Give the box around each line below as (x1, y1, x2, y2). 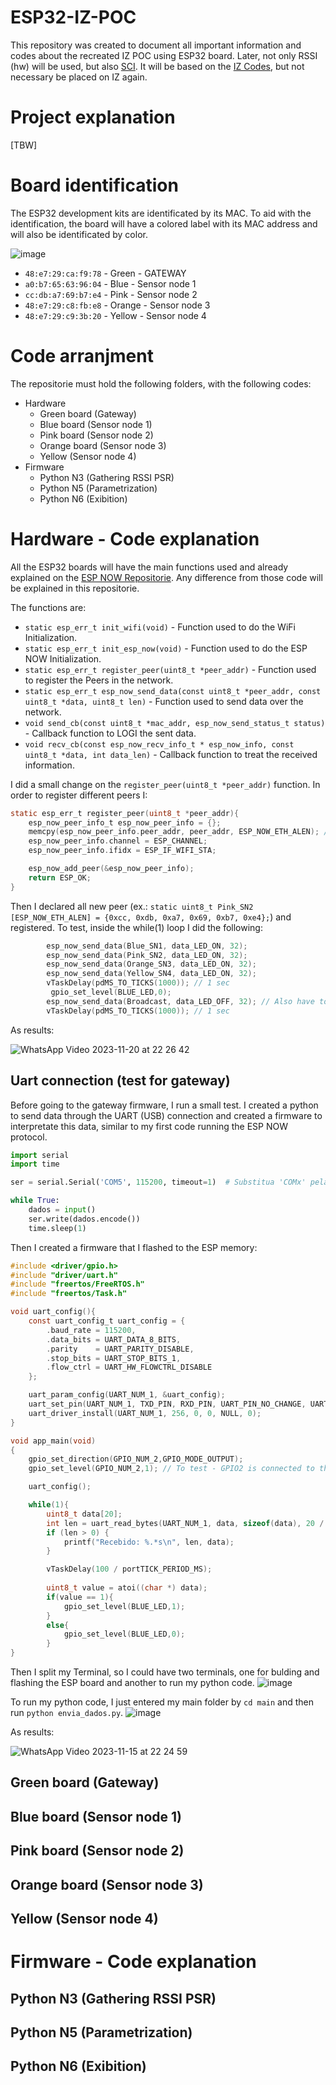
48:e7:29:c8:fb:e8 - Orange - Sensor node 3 (24, 299, 211, 311)
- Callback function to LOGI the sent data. (24, 727, 197, 739)
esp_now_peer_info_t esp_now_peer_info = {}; (28, 817, 222, 828)
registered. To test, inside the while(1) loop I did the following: (10, 921, 263, 933)
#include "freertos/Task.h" (10, 1289, 128, 1299)
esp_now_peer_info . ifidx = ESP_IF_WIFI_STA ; (28, 846, 217, 856)
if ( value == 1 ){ (46, 1592, 114, 1602)
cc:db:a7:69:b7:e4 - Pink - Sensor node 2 (24, 288, 198, 300)
